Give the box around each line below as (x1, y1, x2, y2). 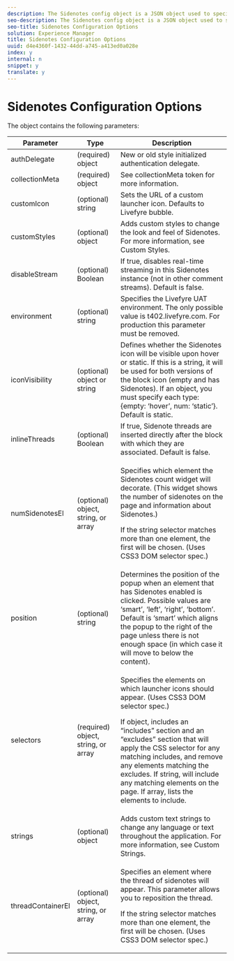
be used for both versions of (120, 366, 214, 376)
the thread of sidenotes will (120, 876, 210, 886)
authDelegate (10, 154, 55, 164)
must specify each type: (120, 392, 200, 402)
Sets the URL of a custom (120, 190, 204, 200)
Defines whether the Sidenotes (120, 340, 221, 350)
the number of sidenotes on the (120, 492, 224, 502)
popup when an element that (120, 579, 214, 588)
